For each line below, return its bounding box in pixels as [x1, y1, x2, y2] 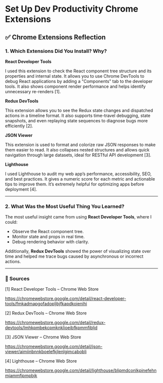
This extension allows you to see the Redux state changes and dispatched [5, 107, 153, 113]
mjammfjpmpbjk [5, 373, 37, 379]
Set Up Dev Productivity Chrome [5, 3, 138, 15]
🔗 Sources [5, 275, 30, 282]
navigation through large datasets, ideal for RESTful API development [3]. [5, 152, 151, 158]
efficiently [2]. [5, 123, 33, 129]
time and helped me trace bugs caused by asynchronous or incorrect [5, 253, 144, 259]
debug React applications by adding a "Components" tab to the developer [5, 78, 153, 84]
